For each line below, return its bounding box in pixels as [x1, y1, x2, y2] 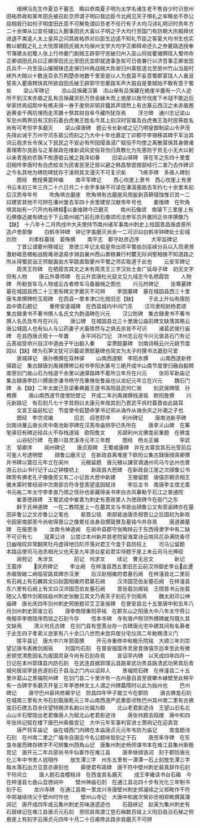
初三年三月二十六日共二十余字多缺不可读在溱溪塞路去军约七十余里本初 [21, 184, 194, 190]
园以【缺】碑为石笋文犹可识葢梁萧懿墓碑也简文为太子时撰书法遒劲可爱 [6, 347, 179, 354]
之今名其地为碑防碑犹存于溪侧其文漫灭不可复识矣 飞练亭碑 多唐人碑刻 [6, 169, 190, 175]
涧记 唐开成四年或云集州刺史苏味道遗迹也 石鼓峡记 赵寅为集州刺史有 [6, 801, 190, 808]
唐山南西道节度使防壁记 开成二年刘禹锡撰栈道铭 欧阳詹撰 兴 [28, 392, 192, 399]
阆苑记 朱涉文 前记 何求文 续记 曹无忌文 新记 [16, 556, 185, 562]
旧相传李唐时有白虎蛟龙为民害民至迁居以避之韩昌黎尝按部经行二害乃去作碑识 [6, 161, 194, 168]
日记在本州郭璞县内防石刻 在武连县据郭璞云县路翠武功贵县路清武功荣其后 [6, 660, 189, 666]
